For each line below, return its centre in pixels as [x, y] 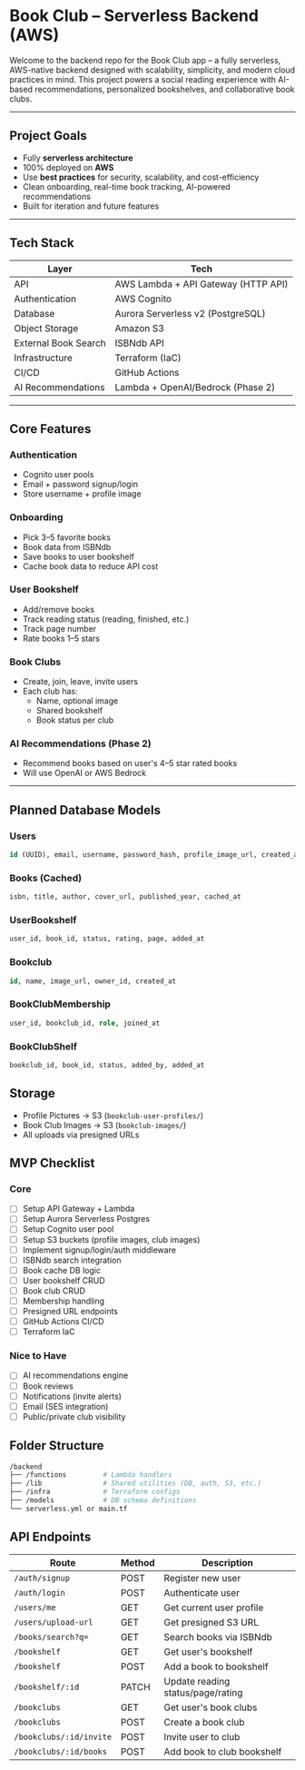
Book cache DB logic [62, 1270]
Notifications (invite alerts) [72, 1396]
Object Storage [46, 328]
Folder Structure [57, 1445]
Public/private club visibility [74, 1416]
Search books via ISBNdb [218, 1637]
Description [227, 1562]
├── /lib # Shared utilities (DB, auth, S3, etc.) [135, 1484]
